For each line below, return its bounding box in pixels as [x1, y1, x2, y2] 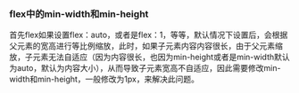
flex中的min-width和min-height [9, 7, 149, 19]
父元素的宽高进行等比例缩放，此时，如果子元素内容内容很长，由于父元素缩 [9, 41, 283, 51]
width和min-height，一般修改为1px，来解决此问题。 [9, 74, 199, 85]
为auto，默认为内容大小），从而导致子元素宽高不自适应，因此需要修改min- [9, 63, 281, 74]
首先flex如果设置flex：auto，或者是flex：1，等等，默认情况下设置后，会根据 [9, 29, 288, 41]
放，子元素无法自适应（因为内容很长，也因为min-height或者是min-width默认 [9, 51, 290, 63]
